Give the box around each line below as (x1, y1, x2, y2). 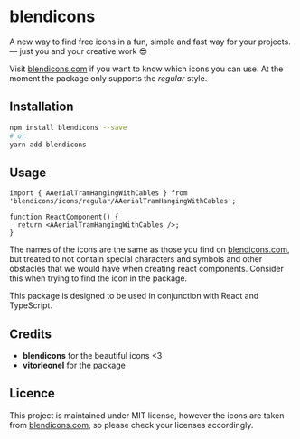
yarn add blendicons (9, 140, 88, 149)
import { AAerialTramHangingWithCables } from (9, 189, 188, 198)
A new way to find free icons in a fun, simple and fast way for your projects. (9, 36, 291, 47)
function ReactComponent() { (9, 212, 119, 222)
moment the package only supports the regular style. (9, 72, 208, 83)
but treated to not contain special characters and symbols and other (9, 254, 263, 265)
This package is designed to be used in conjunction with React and (9, 291, 259, 302)
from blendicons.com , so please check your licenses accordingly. (9, 419, 254, 430)
